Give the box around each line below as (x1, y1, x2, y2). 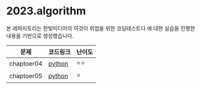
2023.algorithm (6, 4, 86, 18)
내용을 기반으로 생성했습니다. (6, 32, 74, 39)
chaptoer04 (9, 60, 43, 68)
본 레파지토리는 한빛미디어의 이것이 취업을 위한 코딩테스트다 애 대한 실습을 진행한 (6, 24, 196, 32)
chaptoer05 (9, 72, 43, 80)
